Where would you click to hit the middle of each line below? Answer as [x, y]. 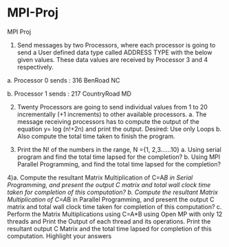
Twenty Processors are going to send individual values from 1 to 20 [112, 107]
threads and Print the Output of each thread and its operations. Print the [109, 221]
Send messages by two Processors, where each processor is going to [116, 45]
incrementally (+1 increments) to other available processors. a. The [112, 114]
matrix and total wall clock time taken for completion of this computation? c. [115, 206]
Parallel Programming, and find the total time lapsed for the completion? [119, 164]
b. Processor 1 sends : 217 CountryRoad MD [69, 94]
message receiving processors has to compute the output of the [108, 121]
